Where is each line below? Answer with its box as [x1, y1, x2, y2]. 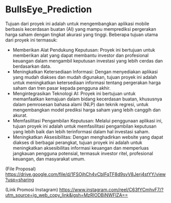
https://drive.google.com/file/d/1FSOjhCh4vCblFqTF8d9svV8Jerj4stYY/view [5, 171, 166, 177]
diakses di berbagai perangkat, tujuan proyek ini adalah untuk [12, 139, 143, 146]
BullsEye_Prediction [5, 4, 92, 15]
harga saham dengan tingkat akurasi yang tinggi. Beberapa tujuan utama [5, 31, 158, 37]
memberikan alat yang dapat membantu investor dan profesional [12, 52, 149, 58]
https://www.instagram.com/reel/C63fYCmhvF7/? [59, 186, 164, 193]
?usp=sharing [5, 176, 34, 182]
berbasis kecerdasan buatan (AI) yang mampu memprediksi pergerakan [5, 26, 157, 32]
